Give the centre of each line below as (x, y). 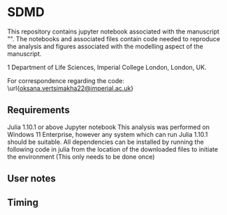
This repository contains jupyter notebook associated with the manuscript (113, 31)
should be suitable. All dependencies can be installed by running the (105, 142)
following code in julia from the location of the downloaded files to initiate (113, 149)
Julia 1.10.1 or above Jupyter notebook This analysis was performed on (109, 127)
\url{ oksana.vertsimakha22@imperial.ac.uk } (71, 88)
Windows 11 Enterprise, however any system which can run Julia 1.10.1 (108, 134)
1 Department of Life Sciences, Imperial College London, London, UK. (107, 67)
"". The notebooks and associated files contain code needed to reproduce (114, 38)
